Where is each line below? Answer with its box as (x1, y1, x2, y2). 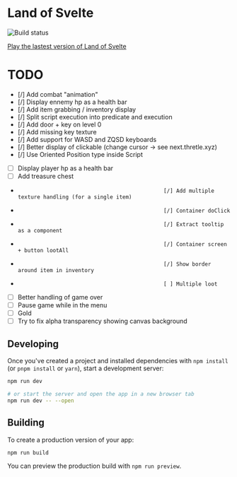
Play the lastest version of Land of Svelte (7, 42, 127, 50)
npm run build (7, 449, 50, 457)
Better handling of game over (17, 293, 103, 301)
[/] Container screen (163, 241, 228, 248)
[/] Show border (163, 261, 212, 268)
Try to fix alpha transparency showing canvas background (17, 317, 187, 326)
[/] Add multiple (163, 187, 214, 194)
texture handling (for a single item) (17, 194, 132, 201)
